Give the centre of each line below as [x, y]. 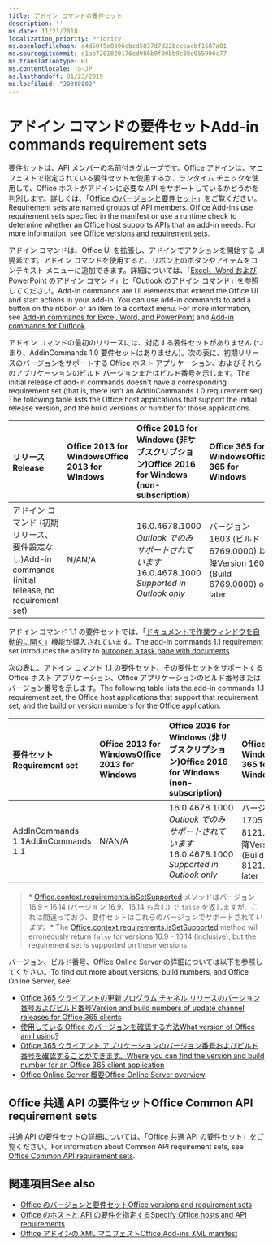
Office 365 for [237, 446]
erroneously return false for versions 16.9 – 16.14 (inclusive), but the [142, 936]
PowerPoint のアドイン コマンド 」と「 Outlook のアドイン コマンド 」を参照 [134, 280]
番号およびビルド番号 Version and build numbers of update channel [132, 1008]
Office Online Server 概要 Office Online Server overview [113, 1075]
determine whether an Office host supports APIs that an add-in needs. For [133, 225]
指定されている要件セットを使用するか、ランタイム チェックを [147, 178]
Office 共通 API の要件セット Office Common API [131, 1103]
